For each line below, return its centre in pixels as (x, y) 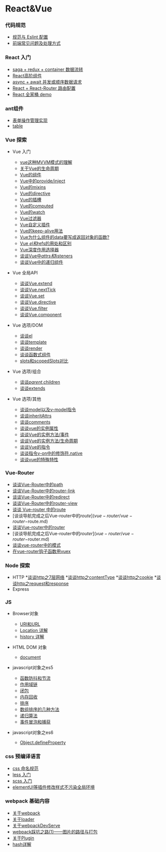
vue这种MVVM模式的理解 (46, 162)
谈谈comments (35, 422)
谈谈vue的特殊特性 (39, 460)
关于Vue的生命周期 (39, 168)
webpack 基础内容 (27, 801)
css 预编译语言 (23, 757)
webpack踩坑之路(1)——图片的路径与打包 (55, 832)
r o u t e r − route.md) (30, 521)
